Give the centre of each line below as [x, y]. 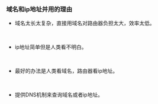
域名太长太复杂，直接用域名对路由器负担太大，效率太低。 [85, 23]
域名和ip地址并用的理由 [39, 9]
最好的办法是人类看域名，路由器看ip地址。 [66, 71]
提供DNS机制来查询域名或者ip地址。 [59, 95]
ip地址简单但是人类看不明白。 [51, 47]
